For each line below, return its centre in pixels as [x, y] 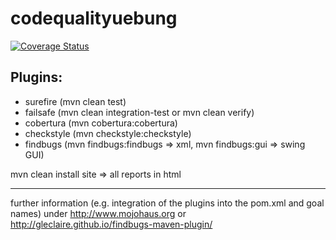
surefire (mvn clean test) [75, 101]
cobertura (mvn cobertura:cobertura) [101, 123]
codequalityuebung [94, 18]
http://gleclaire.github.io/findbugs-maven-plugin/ [111, 224]
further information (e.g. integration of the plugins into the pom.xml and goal [167, 203]
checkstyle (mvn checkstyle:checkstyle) [108, 133]
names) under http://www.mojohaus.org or [98, 213]
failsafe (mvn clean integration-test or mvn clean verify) [139, 112]
